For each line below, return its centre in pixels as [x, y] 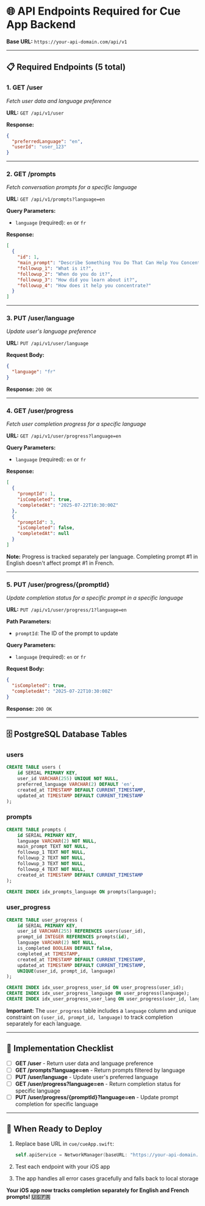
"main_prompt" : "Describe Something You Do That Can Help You [98, 263]
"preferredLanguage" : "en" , [48, 142]
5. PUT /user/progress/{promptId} [58, 584]
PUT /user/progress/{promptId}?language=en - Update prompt [97, 1097]
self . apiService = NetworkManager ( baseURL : [71, 1155]
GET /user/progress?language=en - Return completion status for [98, 1083]
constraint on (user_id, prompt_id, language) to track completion [90, 1017]
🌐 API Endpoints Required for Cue [94, 11]
